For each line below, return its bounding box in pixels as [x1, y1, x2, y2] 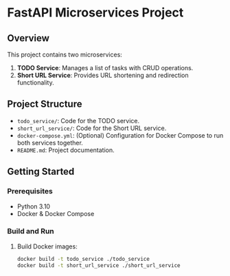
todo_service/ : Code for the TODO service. [16, 116, 140, 125]
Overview [7, 32, 50, 44]
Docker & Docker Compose [16, 209, 95, 217]
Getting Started [7, 166, 75, 178]
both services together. [16, 138, 84, 147]
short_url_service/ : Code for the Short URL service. [16, 124, 167, 132]
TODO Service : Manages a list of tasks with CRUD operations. [16, 64, 194, 72]
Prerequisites [7, 187, 53, 196]
